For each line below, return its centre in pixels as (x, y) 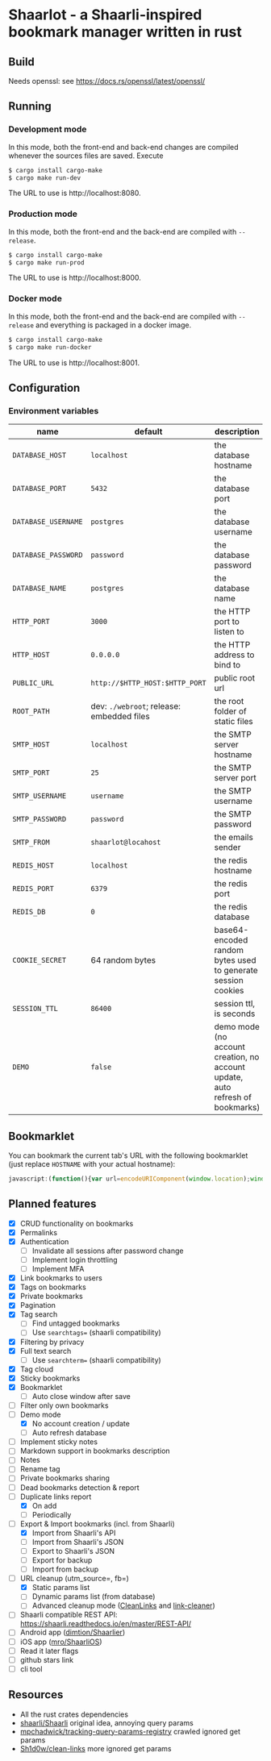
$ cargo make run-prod (46, 262)
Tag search (39, 1314)
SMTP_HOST (31, 745)
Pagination (38, 1305)
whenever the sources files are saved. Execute (86, 156)
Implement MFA (58, 1269)
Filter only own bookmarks (64, 1405)
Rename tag (40, 1469)
